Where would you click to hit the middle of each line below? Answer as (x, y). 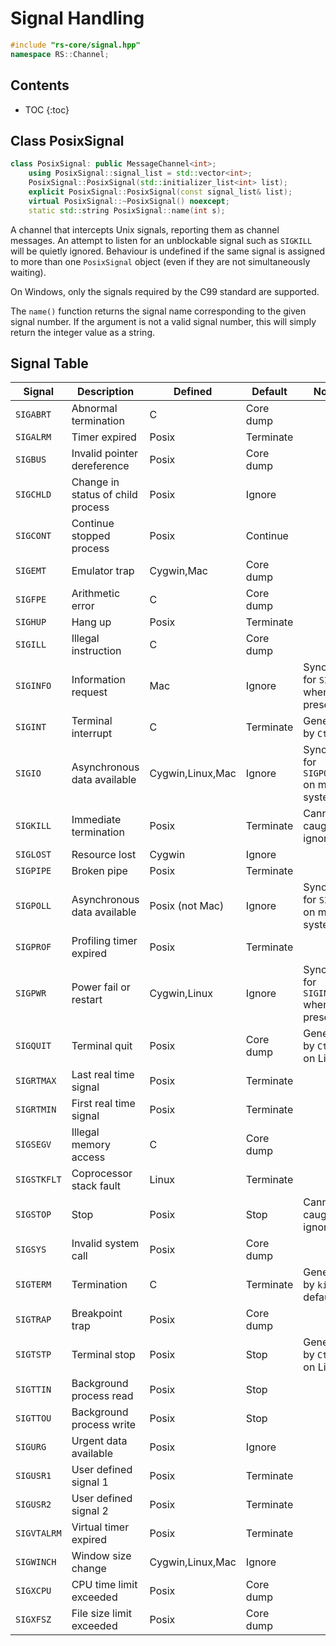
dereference (100, 466)
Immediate (96, 820)
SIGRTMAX (36, 1081)
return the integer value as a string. (83, 332)
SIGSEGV (33, 1145)
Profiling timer (104, 941)
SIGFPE (31, 600)
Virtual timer (100, 1527)
